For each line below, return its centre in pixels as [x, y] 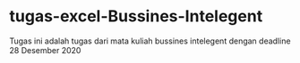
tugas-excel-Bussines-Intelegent [136, 16]
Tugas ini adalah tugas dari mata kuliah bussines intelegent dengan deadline [150, 41]
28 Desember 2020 [45, 50]
